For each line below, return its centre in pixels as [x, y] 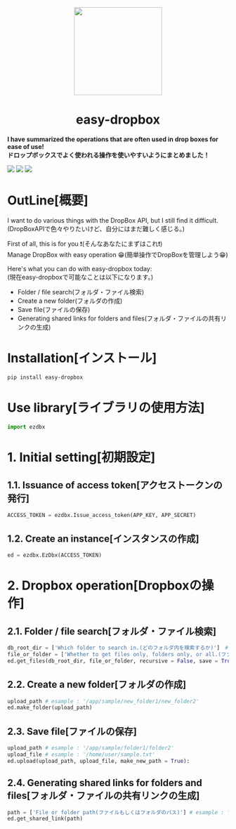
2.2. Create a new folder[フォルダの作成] [97, 685]
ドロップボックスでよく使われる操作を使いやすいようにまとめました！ [109, 155]
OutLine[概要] [48, 201]
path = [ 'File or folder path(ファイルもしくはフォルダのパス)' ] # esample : [116, 812]
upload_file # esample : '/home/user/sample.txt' [81, 755]
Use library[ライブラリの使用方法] [106, 407]
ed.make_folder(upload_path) [50, 708]
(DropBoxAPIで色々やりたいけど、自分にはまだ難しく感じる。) [96, 228]
